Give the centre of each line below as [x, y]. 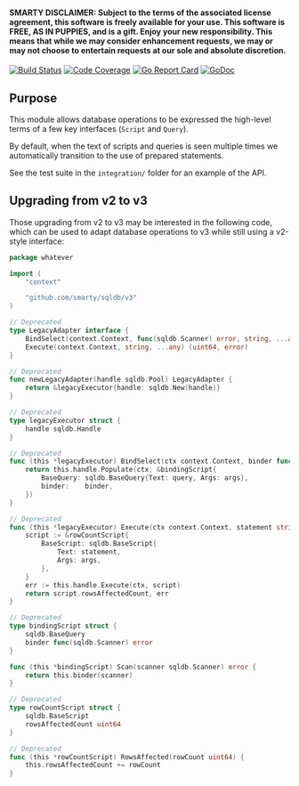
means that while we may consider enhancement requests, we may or [141, 41]
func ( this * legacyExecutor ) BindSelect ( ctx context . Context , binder [141, 462]
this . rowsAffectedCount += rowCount [93, 766]
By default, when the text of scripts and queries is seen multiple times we [144, 146]
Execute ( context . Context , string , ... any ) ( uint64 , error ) [137, 347]
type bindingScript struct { [63, 626]
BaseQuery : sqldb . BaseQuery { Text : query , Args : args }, [145, 478]
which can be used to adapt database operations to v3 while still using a [141, 231]
